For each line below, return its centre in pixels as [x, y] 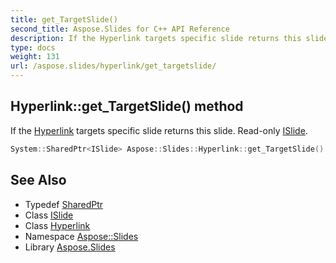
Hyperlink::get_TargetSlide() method [127, 106]
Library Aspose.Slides [70, 247]
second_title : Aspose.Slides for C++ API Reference [120, 29]
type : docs [33, 47]
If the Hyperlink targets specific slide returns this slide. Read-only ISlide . [159, 130]
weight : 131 [35, 57]
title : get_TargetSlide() [64, 19]
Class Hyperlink [57, 225]
